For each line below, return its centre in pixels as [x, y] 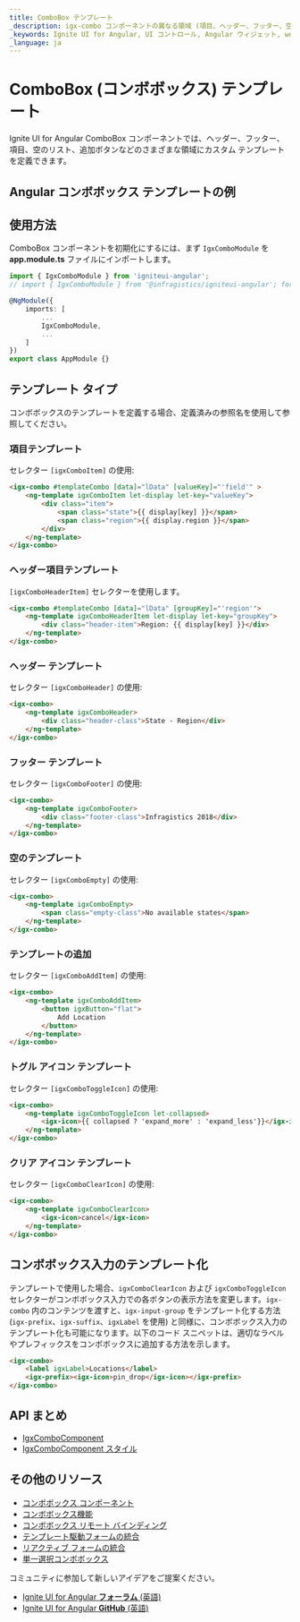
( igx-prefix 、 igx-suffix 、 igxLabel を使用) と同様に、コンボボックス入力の [148, 1321]
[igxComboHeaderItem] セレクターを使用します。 [97, 591]
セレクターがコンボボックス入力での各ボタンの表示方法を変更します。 [137, 1299]
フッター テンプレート [56, 762]
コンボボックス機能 [58, 1514]
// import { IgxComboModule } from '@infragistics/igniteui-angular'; [143, 285]
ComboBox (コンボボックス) [113, 90]
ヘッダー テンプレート [56, 666]
